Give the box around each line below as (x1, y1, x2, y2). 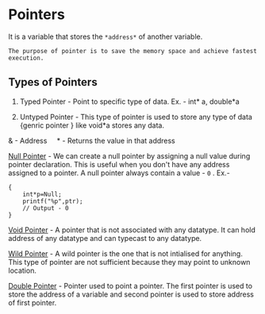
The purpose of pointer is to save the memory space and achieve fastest (8, 47, 258, 55)
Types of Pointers (8, 75, 98, 89)
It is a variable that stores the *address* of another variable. (8, 32, 203, 41)
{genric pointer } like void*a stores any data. (19, 121, 165, 130)
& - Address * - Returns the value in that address (8, 136, 176, 145)
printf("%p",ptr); (22, 197, 83, 205)
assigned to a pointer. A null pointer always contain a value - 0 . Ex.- (8, 168, 230, 178)
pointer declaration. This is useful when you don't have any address (8, 159, 230, 169)
